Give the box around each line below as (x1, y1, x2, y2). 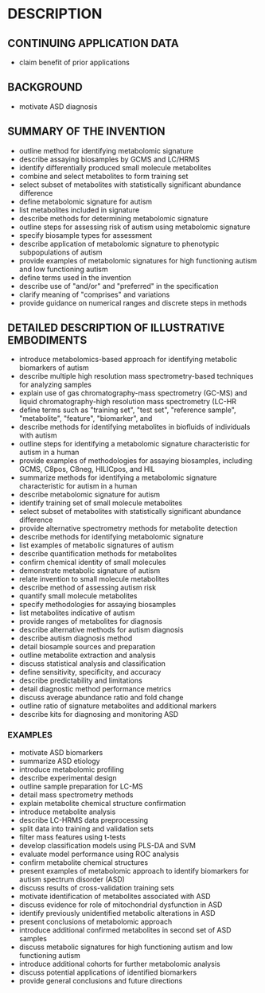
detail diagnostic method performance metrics (18, 684, 172, 694)
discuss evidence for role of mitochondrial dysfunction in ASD (18, 900, 223, 909)
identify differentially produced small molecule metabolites (18, 162, 212, 172)
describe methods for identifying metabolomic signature (18, 532, 204, 542)
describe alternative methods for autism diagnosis (18, 625, 184, 635)
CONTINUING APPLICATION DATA (7, 37, 180, 50)
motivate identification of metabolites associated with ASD (18, 891, 212, 901)
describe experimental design (18, 773, 117, 782)
